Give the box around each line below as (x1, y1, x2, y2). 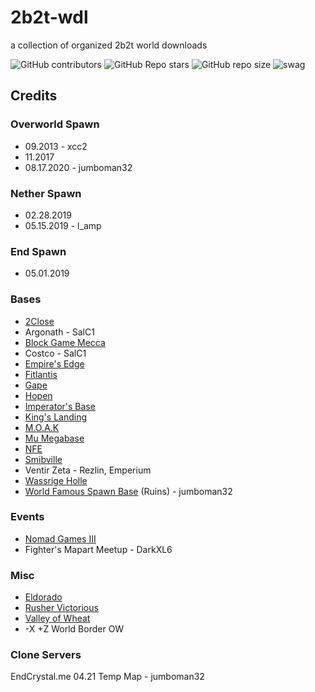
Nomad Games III (24, 532, 97, 545)
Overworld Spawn (10, 117, 100, 131)
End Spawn (10, 244, 67, 258)
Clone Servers (10, 648, 82, 662)
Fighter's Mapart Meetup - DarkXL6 (24, 543, 173, 555)
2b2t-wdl (10, 6, 89, 29)
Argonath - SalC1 (24, 326, 95, 338)
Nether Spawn (10, 186, 82, 200)
